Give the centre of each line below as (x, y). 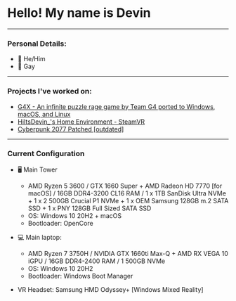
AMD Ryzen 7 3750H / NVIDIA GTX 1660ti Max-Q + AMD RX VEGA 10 (128, 253)
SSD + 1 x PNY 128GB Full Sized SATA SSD (90, 208)
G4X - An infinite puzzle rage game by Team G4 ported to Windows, (116, 106)
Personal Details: (37, 44)
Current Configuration (46, 154)
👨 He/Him (31, 59)
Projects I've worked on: (50, 91)
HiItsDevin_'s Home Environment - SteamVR (81, 122)
